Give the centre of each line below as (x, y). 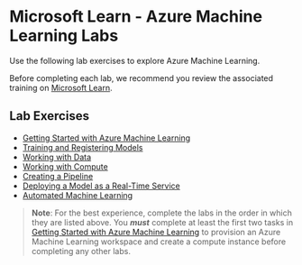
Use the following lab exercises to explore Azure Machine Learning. (135, 60)
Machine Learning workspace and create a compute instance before (159, 242)
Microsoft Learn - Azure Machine (136, 17)
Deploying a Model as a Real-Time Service (101, 186)
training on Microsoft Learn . (61, 87)
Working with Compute (65, 166)
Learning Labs (64, 36)
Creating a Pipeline (58, 176)
